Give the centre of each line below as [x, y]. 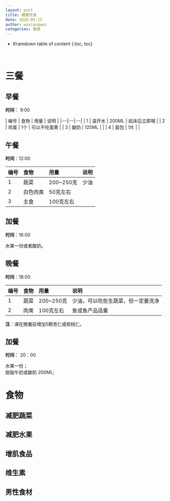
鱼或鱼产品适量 [90, 310]
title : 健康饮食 [21, 15]
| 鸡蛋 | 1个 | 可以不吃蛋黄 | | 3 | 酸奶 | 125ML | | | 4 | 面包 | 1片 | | [72, 127]
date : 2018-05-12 [24, 20]
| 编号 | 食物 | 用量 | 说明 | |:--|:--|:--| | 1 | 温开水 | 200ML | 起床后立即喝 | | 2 [85, 121]
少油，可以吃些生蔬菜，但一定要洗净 [116, 301]
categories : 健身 [23, 29]
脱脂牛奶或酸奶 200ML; [30, 373]
